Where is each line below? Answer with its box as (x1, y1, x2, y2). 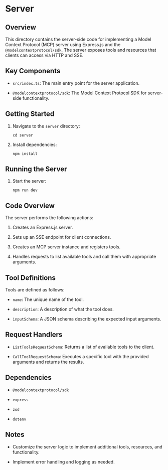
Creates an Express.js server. (12, 224, 73, 231)
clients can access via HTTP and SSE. (5, 52, 84, 58)
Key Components (5, 67, 61, 75)
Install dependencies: (12, 141, 57, 147)
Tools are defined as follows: (5, 287, 65, 293)
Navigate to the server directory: (12, 123, 80, 129)
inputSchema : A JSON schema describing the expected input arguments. (12, 316, 161, 322)
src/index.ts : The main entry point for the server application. (12, 80, 140, 86)
